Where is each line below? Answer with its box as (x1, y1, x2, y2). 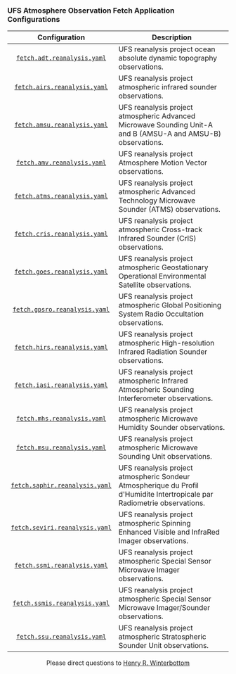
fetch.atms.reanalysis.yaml (14, 192, 108, 201)
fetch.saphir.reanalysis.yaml (11, 481, 112, 490)
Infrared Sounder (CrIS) (118, 234, 197, 243)
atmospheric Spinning (118, 519, 191, 528)
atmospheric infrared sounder (118, 82, 218, 92)
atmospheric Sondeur (118, 472, 190, 482)
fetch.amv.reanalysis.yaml (16, 159, 107, 167)
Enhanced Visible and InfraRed (118, 527, 220, 537)
